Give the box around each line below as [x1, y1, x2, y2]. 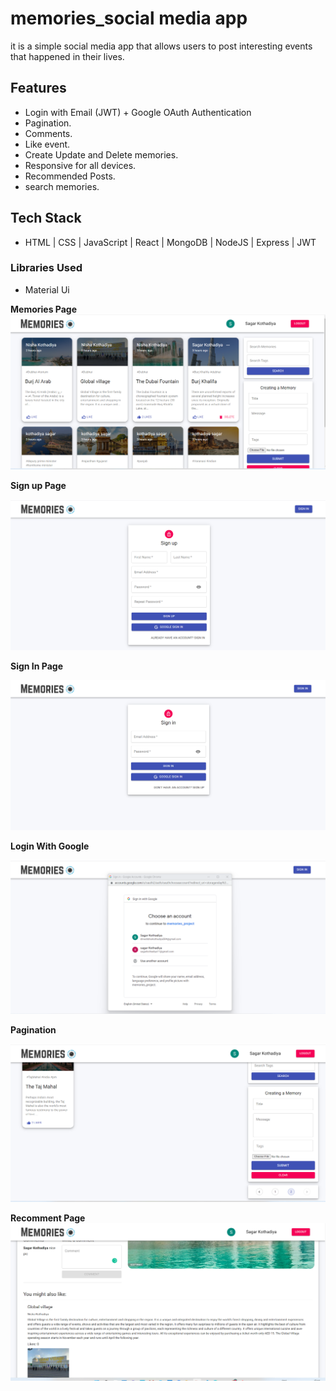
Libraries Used [10, 261, 83, 275]
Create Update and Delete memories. [24, 148, 179, 161]
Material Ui [24, 283, 70, 296]
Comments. [24, 127, 73, 139]
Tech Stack [10, 210, 82, 227]
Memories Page [10, 303, 78, 315]
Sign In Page [10, 660, 64, 672]
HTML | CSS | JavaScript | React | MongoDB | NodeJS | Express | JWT [24, 236, 317, 248]
